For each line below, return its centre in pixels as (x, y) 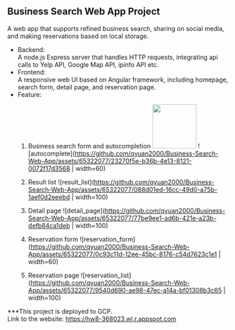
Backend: (31, 49)
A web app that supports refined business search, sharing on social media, (116, 28)
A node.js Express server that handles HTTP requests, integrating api (118, 57)
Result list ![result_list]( (61, 182)
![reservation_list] (106, 275)
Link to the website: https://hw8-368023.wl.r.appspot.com (92, 319)
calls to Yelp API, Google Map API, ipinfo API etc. (88, 64)
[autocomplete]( (51, 153)
